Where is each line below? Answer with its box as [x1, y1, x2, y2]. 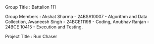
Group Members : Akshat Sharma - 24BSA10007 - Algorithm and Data [5, 14, 148, 19]
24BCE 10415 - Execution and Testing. [5, 24, 83, 30]
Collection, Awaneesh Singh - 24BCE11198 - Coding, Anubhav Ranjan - [5, 19, 150, 24]
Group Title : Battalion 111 [5, 4, 56, 10]
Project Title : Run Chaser [5, 34, 57, 39]
